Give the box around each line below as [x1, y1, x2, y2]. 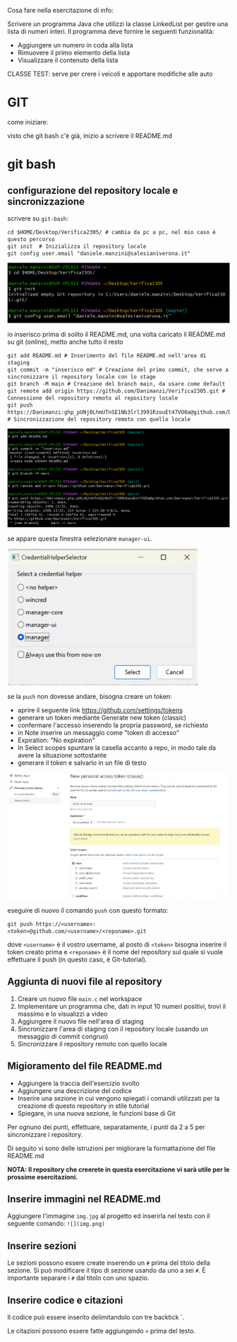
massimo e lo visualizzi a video [17, 1010, 108, 1018]
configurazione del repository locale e [7, 184, 178, 197]
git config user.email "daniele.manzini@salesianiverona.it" [7, 250, 191, 257]
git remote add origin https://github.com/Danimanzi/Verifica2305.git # [7, 388, 226, 395]
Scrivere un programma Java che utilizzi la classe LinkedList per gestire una [7, 20, 229, 28]
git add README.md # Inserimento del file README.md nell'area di [7, 352, 207, 359]
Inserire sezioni [7, 1239, 77, 1251]
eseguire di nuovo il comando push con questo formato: [7, 906, 169, 915]
